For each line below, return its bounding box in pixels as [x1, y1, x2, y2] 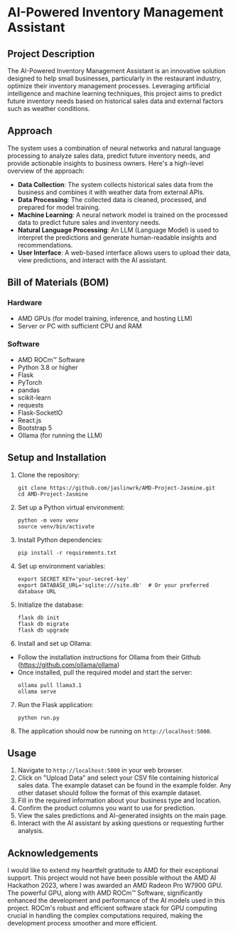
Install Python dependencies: [17, 535, 103, 544]
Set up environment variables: [17, 561, 106, 570]
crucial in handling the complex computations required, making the [7, 911, 203, 920]
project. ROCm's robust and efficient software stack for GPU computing [7, 904, 218, 913]
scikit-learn [17, 393, 51, 402]
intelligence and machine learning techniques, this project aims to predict [7, 90, 222, 97]
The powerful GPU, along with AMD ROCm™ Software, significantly [7, 888, 203, 897]
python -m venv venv [17, 516, 79, 524]
